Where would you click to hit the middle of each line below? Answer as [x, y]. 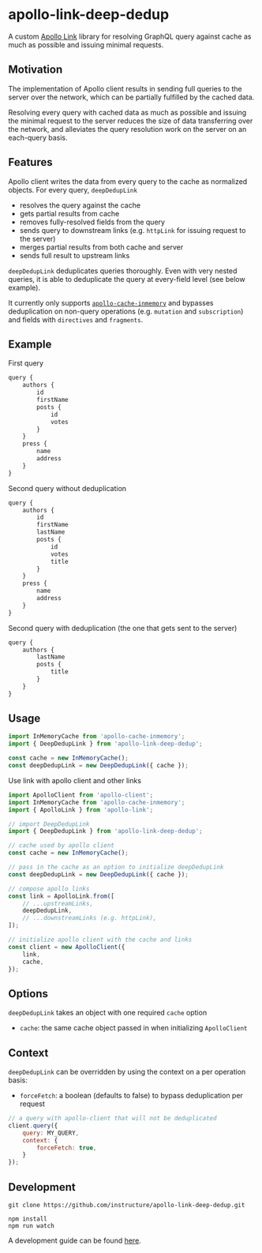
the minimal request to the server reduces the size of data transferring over [131, 121]
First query [26, 363]
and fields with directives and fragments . [76, 319]
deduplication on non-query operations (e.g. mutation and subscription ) [126, 311]
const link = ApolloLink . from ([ [61, 896]
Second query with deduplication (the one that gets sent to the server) [123, 628]
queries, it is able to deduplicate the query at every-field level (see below [127, 279]
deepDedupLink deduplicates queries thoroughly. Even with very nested [123, 271]
